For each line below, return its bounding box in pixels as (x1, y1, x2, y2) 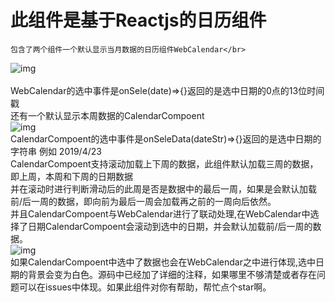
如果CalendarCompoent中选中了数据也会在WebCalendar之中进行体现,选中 (10, 256, 316, 268)
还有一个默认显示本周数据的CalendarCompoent (10, 109, 205, 121)
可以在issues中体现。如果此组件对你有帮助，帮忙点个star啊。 (18, 281, 272, 293)
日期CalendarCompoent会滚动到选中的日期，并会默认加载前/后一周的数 (27, 220, 322, 232)
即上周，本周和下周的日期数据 (10, 170, 133, 182)
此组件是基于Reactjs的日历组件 (10, 9, 267, 32)
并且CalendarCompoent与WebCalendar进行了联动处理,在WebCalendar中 (10, 207, 311, 220)
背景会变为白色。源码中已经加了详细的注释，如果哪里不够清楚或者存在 (27, 268, 317, 280)
